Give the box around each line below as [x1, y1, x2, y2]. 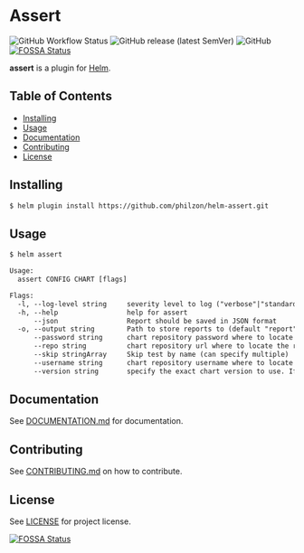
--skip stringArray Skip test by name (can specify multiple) [33, 350, 290, 359]
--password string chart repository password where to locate [33, 333, 294, 342]
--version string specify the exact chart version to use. [33, 367, 285, 376]
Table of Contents [9, 89, 113, 104]
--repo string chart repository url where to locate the [33, 342, 290, 351]
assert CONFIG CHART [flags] [17, 275, 128, 284]
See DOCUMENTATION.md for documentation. [9, 416, 184, 426]
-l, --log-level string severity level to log [17, 299, 213, 308]
